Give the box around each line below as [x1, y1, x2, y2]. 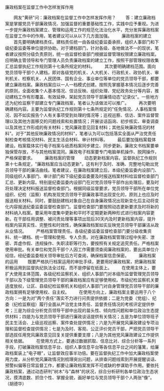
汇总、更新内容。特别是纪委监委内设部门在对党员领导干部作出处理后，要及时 [5, 180, 159, 185]
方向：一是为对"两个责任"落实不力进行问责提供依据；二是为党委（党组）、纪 [5, 295, 157, 301]
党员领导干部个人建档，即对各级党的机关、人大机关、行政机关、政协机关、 [5, 70, 155, 75]
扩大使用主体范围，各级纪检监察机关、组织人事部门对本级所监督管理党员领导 [5, 271, 159, 277]
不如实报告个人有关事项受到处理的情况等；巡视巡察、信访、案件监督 [18, 112, 155, 118]
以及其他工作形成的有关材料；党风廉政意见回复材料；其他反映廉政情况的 [5, 124, 150, 130]
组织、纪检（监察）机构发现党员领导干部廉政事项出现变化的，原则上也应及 [5, 192, 155, 197]
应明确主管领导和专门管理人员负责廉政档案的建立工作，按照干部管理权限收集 [5, 58, 159, 63]
